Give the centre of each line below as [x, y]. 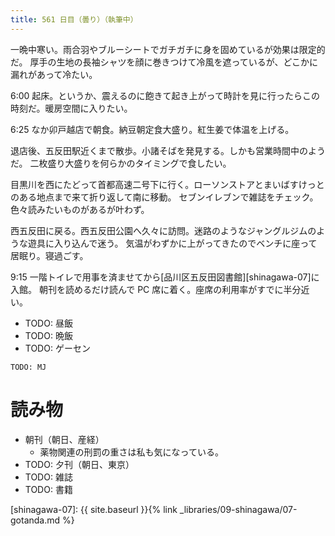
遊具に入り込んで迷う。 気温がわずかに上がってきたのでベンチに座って [172, 243]
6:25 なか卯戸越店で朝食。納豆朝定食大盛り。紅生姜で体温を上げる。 [152, 129]
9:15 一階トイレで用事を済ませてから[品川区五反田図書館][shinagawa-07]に [165, 277]
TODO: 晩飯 [48, 335]
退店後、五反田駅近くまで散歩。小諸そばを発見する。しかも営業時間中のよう [168, 150]
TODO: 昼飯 [48, 323]
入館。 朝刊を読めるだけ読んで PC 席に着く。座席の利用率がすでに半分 [156, 289]
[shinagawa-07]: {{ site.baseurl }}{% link [94, 509]
